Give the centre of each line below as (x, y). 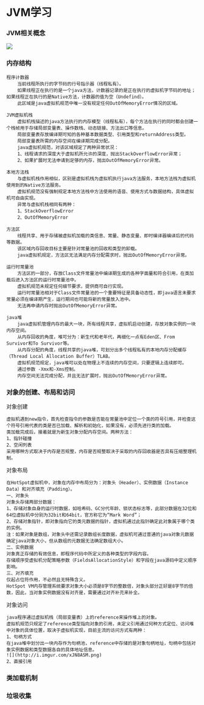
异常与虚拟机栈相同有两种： (47, 205)
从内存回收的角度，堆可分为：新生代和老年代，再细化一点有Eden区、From (96, 337)
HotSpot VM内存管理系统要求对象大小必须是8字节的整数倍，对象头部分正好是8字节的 (97, 586)
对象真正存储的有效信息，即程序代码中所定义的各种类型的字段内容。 (79, 554)
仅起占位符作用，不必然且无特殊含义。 (47, 580)
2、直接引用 (19, 662)
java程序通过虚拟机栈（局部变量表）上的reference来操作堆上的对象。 (83, 618)
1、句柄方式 (19, 637)
